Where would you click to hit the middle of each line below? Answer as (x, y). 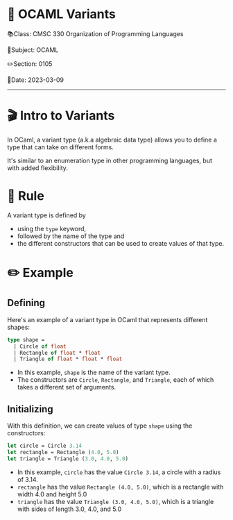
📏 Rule (26, 196)
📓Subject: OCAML (33, 50)
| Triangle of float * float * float (68, 359)
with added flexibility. (37, 168)
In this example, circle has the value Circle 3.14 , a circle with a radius (119, 472)
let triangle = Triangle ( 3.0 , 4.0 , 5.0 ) (68, 459)
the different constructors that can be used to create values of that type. (120, 243)
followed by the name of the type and (71, 236)
